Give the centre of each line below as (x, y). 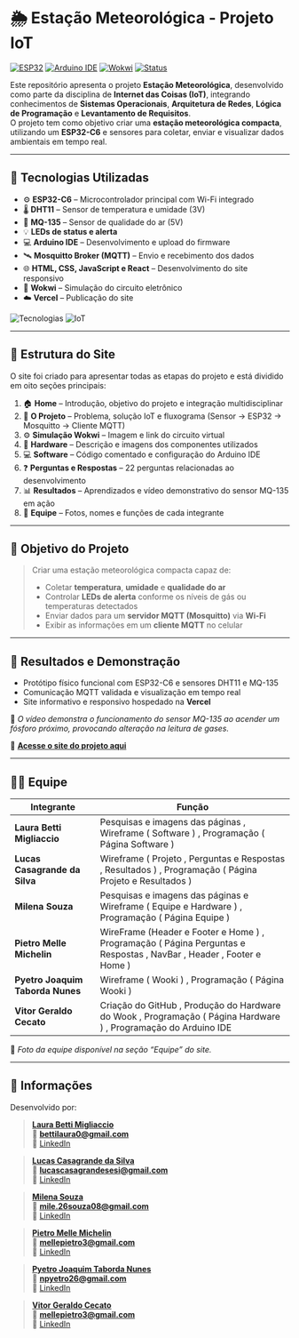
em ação (39, 503)
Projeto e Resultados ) (146, 881)
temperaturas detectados (91, 606)
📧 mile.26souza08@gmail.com (90, 1206)
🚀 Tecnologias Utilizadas (79, 178)
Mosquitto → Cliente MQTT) (74, 425)
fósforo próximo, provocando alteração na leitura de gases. (120, 729)
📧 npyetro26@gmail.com (79, 1278)
